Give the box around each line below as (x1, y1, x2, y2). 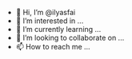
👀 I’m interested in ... (15, 16, 84, 26)
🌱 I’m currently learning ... (15, 25, 102, 33)
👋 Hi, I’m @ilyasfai (15, 8, 76, 17)
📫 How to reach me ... (15, 42, 90, 51)
